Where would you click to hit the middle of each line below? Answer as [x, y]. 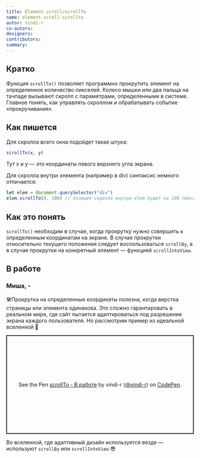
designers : [20, 34]
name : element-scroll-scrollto [45, 17]
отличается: [21, 182]
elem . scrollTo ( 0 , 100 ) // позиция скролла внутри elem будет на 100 [93, 198]
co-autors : [20, 28]
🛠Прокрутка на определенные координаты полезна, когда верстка [93, 299]
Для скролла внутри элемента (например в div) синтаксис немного [93, 176]
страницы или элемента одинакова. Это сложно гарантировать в [90, 308]
